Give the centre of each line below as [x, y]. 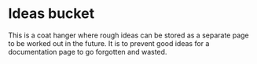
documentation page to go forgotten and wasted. [88, 52]
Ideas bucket [51, 14]
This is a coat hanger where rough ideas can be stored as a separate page [128, 35]
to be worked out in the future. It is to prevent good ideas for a [109, 43]
